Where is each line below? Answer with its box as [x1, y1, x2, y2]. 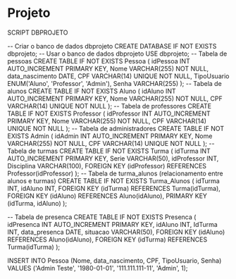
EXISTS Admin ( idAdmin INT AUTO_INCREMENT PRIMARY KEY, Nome [7, 132, 213, 140]
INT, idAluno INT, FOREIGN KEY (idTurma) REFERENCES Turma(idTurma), [7, 184, 221, 192]
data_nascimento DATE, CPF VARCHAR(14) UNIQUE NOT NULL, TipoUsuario [7, 72, 230, 80]
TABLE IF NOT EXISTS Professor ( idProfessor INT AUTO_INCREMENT [7, 109, 211, 118]
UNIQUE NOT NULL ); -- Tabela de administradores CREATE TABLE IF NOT [7, 124, 224, 132]
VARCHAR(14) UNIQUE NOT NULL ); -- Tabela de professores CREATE [7, 101, 212, 110]
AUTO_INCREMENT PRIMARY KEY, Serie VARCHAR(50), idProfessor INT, [7, 154, 219, 163]
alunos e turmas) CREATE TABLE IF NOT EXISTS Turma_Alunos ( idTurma [7, 176, 220, 185]
